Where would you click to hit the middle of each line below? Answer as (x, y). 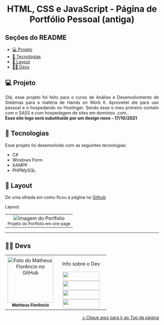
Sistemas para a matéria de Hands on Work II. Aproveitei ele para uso (82, 102)
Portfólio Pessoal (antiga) (82, 19)
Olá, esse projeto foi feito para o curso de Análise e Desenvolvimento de (82, 97)
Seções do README (36, 37)
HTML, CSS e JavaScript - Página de (82, 9)
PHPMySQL (24, 170)
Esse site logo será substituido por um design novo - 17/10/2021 (71, 118)
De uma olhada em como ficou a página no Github (55, 197)
